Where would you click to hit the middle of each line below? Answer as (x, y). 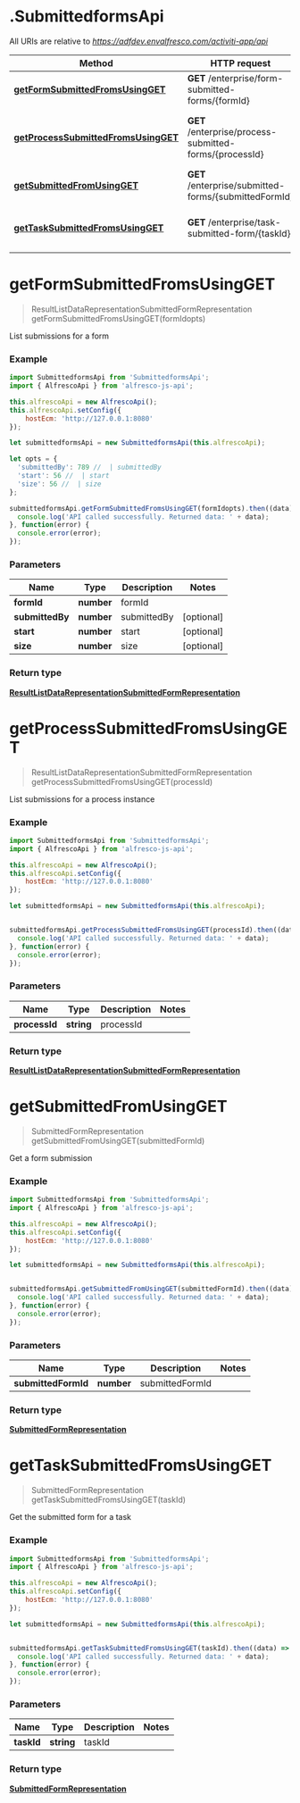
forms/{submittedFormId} (241, 196)
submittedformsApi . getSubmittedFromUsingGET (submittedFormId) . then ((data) (151, 1289)
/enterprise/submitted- (236, 185)
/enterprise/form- (246, 78)
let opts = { (33, 459)
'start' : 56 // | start (63, 476)
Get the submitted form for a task (71, 1517)
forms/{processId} (225, 154)
